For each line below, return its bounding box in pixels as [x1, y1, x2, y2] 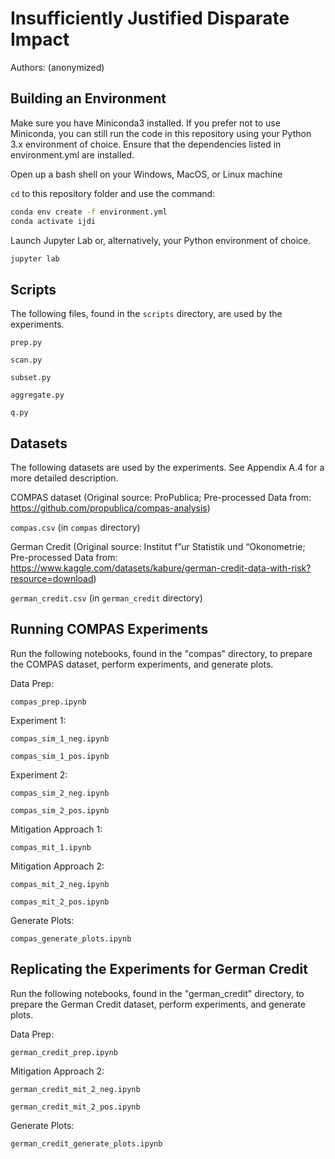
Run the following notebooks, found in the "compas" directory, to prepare [10, 647, 313, 659]
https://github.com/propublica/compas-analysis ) [10, 502, 211, 514]
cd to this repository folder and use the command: [10, 187, 216, 199]
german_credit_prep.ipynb [10, 1047, 118, 1057]
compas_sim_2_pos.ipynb [10, 805, 110, 816]
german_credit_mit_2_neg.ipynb [10, 1084, 141, 1094]
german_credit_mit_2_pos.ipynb [10, 1102, 141, 1112]
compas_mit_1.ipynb [10, 842, 92, 852]
